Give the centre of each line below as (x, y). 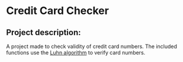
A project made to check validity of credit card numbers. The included (92, 46)
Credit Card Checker (58, 11)
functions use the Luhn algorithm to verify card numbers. (76, 53)
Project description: (44, 32)
